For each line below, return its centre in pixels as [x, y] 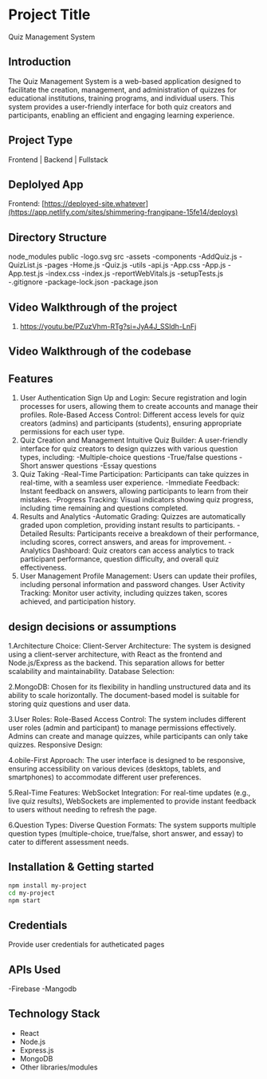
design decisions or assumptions [92, 627]
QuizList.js [26, 265]
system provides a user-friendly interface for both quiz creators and [120, 106]
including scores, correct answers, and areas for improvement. [123, 542]
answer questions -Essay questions [98, 466]
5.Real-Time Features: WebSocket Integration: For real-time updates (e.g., [130, 793]
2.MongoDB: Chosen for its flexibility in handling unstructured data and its [130, 687]
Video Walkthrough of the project [93, 307]
